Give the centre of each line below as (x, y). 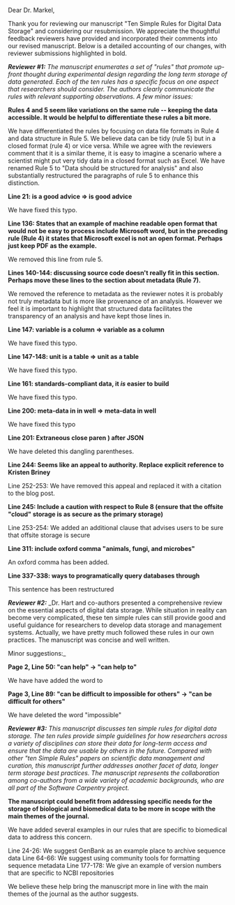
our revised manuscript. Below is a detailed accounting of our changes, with (117, 46)
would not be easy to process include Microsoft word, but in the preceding (118, 231)
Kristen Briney (29, 472)
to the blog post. (31, 493)
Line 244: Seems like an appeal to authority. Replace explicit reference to (116, 465)
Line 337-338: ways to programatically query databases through (104, 576)
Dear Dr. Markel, (31, 10)
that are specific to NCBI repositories (61, 873)
